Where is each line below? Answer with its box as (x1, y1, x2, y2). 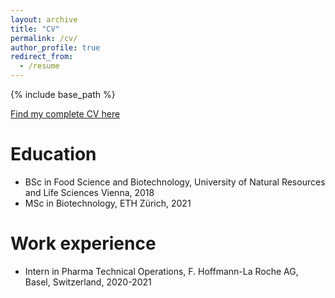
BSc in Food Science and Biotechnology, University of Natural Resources (24, 176, 326, 188)
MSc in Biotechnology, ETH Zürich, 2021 (24, 197, 192, 209)
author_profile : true (10, 42, 101, 53)
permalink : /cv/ (10, 33, 78, 43)
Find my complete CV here (10, 108, 121, 120)
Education (10, 143, 97, 166)
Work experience (10, 232, 157, 255)
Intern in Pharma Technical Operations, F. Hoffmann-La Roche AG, (24, 265, 299, 277)
